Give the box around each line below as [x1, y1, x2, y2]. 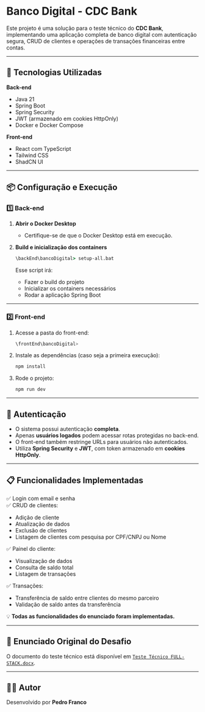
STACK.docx [6, 660, 34, 666]
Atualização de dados [15, 520, 70, 528]
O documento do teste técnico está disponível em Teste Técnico [6, 652, 168, 660]
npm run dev [15, 387, 46, 393]
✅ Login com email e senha [6, 495, 75, 502]
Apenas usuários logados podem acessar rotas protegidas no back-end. [15, 432, 199, 439]
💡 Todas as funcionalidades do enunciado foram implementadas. [6, 612, 175, 620]
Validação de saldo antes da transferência [15, 600, 121, 608]
